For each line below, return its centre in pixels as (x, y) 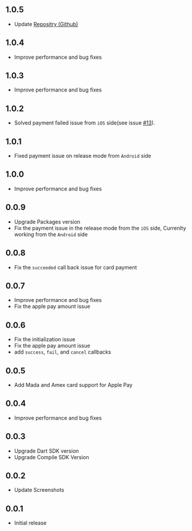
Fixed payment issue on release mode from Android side (83, 156)
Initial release (30, 523)
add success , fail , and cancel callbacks (63, 352)
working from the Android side (51, 234)
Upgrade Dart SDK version (46, 451)
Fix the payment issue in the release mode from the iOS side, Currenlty (100, 228)
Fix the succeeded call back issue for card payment (75, 267)
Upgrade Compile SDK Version (51, 457)
